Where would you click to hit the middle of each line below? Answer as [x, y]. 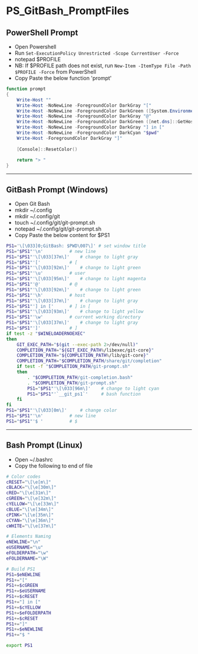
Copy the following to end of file [54, 466]
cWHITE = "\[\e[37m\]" [32, 526]
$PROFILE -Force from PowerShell [55, 72]
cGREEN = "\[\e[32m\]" [32, 499]
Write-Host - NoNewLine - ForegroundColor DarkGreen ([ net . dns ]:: [97, 122]
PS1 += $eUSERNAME [26, 591]
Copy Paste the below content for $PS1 [62, 235]
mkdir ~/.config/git [37, 216]
